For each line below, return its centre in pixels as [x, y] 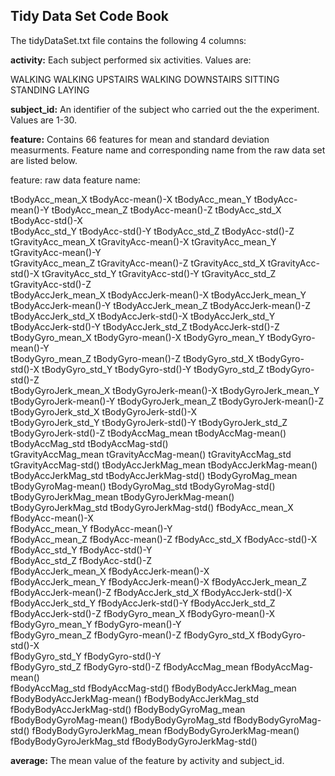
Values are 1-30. [44, 120]
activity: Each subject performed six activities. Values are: [131, 60]
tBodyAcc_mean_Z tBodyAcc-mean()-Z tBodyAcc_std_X [166, 210]
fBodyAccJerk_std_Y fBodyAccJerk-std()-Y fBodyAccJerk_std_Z [143, 603]
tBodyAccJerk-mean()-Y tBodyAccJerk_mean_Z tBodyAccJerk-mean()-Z [161, 305]
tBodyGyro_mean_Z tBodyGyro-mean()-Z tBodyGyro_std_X [132, 358]
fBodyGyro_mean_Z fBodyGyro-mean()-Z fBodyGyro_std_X [132, 635]
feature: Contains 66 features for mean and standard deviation [140, 139]
